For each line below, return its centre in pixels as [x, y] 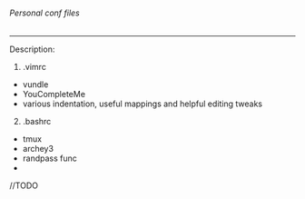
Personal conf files [44, 13]
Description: [32, 49]
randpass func [49, 158]
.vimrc [34, 67]
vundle [35, 85]
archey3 [38, 149]
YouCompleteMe [54, 95]
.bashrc [37, 122]
